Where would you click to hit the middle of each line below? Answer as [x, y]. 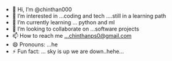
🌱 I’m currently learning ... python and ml [63, 22]
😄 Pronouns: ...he [35, 45]
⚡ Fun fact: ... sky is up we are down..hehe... [68, 51]
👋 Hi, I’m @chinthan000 [42, 9]
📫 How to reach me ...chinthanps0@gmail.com [72, 36]
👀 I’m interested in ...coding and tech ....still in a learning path [89, 16]
